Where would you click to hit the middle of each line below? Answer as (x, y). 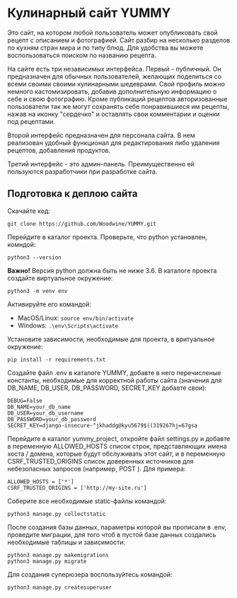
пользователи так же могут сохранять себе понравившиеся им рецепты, (118, 106)
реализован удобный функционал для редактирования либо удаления (114, 142)
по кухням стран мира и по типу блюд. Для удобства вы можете (105, 47)
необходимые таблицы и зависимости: (67, 542)
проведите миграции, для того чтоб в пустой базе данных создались (112, 534)
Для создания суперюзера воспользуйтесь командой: (90, 574)
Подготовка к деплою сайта (73, 194)
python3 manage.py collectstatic (57, 514)
